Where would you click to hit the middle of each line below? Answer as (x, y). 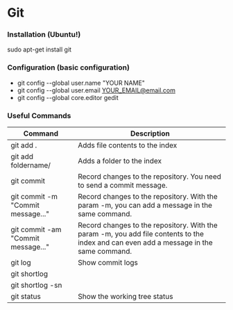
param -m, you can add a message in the (145, 205)
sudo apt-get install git (39, 49)
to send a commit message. (122, 186)
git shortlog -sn (36, 285)
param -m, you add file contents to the (141, 234)
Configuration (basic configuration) (69, 67)
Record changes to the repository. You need (149, 177)
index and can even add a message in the (145, 243)
